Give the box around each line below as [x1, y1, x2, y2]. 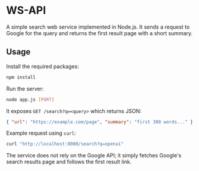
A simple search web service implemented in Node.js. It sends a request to [6, 23, 190, 30]
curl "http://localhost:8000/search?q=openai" [6, 141, 124, 147]
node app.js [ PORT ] [6, 97, 55, 102]
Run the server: [6, 85, 44, 92]
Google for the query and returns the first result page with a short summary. [6, 29, 193, 36]
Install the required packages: [6, 63, 79, 70]
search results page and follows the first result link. [6, 158, 132, 166]
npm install [6, 74, 36, 80]
